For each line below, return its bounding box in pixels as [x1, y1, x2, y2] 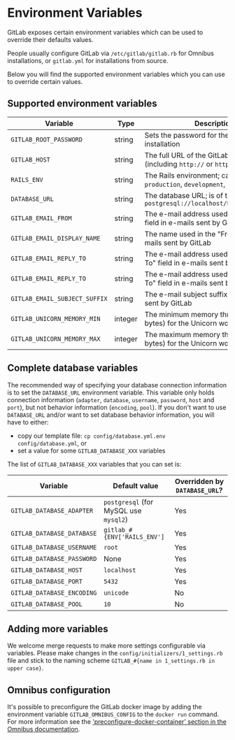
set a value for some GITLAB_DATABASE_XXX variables [17, 446, 166, 455]
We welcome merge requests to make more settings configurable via [7, 641, 206, 650]
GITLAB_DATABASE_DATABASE [10, 529, 97, 537]
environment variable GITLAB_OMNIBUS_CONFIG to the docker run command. [7, 710, 220, 718]
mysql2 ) [104, 514, 128, 524]
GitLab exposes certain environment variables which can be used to [7, 28, 204, 36]
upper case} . [7, 664, 44, 672]
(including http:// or [144, 159, 213, 169]
